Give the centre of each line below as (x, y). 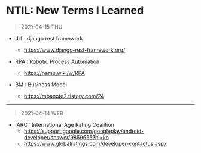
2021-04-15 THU (42, 27)
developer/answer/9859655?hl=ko (66, 137)
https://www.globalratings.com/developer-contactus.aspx (95, 143)
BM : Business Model (41, 85)
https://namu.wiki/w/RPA (54, 73)
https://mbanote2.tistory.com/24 (64, 96)
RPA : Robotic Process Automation (57, 61)
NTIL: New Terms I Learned (75, 10)
